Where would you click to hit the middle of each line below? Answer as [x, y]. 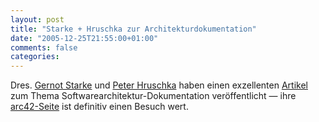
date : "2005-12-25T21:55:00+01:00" [84, 38]
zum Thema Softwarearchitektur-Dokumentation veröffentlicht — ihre [153, 96]
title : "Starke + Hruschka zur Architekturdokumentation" [133, 29]
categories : [35, 57]
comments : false [44, 47]
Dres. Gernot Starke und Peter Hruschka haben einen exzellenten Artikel [159, 85]
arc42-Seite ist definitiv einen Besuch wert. [99, 107]
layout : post [37, 19]
